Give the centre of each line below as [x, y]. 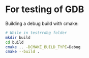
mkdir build [18, 37]
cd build [14, 42]
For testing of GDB [45, 9]
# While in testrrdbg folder [36, 33]
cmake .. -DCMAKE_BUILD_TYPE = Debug [43, 47]
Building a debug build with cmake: [42, 23]
